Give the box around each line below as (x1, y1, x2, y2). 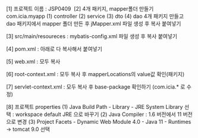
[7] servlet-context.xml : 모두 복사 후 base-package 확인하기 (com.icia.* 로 (6, 83, 186, 90)
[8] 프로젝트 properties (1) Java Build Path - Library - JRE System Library (6, 103, 183, 110)
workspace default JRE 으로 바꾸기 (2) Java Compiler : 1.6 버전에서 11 (15, 111, 182, 118)
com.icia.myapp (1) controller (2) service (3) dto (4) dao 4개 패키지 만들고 (6, 12, 184, 20)
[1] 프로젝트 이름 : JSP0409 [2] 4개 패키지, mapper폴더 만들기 (6, 5, 154, 12)
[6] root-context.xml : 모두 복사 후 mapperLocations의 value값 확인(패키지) (6, 71, 185, 77)
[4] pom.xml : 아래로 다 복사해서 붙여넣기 (6, 45, 103, 52)
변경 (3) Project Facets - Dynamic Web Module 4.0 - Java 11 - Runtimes (17, 118, 191, 125)
